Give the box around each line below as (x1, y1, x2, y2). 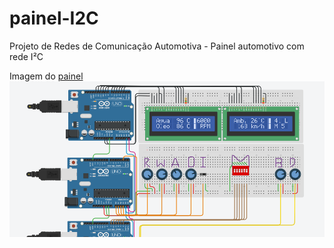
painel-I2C (9, 7, 99, 30)
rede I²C (9, 50, 44, 62)
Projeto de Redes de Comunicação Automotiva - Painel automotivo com (9, 40, 305, 52)
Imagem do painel (9, 70, 84, 82)
